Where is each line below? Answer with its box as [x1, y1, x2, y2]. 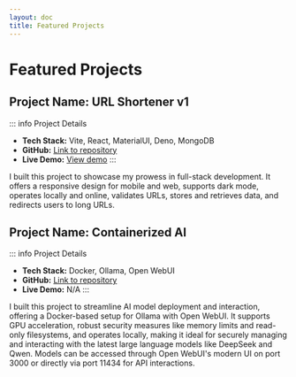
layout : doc [9, 12, 53, 22]
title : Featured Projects [9, 21, 104, 30]
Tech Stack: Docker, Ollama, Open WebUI [21, 265, 175, 276]
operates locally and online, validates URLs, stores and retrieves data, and [9, 189, 279, 200]
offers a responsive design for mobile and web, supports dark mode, [9, 181, 259, 191]
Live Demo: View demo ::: [21, 154, 117, 165]
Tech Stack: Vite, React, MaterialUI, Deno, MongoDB [21, 135, 215, 146]
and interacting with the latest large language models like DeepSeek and [9, 339, 273, 350]
